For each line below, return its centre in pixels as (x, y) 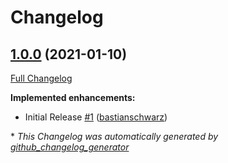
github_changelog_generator (70, 147)
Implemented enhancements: (73, 97)
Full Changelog (41, 78)
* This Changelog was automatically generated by (114, 136)
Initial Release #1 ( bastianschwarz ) (96, 117)
